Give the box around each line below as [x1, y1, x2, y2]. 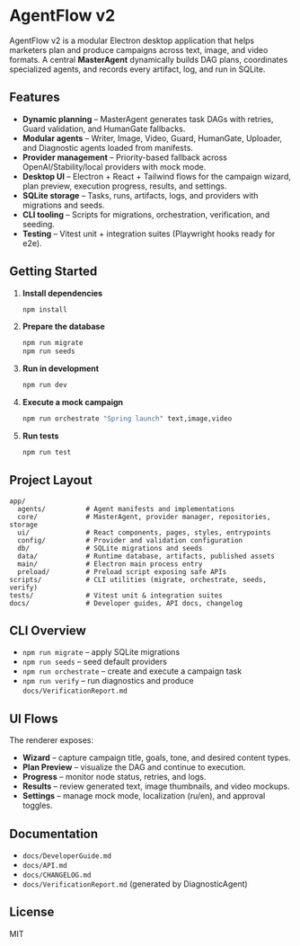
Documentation [9, 826, 99, 841]
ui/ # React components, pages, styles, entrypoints [17, 527, 271, 537]
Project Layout [9, 473, 93, 488]
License [9, 905, 55, 920]
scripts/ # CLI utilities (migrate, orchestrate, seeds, [9, 575, 268, 584]
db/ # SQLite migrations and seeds [17, 544, 203, 553]
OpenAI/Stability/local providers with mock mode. [22, 161, 207, 172]
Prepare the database [22, 321, 105, 332]
